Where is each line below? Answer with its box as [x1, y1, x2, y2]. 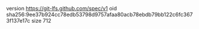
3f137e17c [6, 17, 30, 24]
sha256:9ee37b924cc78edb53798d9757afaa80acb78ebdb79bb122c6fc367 [6, 11, 193, 18]
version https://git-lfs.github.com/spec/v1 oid [6, 5, 117, 12]
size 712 [31, 17, 52, 24]
